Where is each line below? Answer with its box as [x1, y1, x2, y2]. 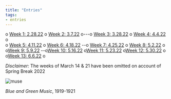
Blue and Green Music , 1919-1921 [5, 88, 75, 94]
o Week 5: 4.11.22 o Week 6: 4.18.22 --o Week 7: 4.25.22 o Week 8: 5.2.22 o [5, 42, 165, 48]
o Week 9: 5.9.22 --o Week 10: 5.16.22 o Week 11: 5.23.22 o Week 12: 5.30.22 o [5, 47, 166, 54]
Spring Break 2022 [5, 68, 45, 74]
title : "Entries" [5, 7, 43, 13]
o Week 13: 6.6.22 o [5, 53, 46, 59]
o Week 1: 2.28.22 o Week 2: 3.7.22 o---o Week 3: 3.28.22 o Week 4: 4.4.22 [5, 31, 166, 37]
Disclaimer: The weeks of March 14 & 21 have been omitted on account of [5, 63, 161, 69]
